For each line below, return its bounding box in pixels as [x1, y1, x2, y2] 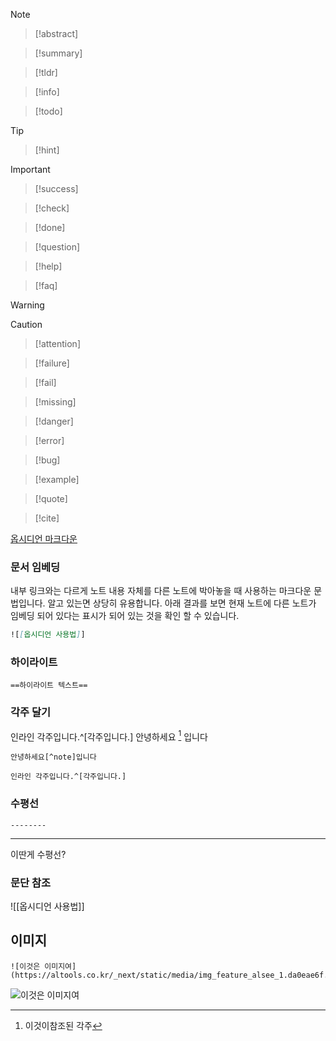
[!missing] [34, 396, 77, 408]
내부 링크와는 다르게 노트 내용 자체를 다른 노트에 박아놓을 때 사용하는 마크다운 [10, 585, 312, 597]
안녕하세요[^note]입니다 [10, 752, 97, 763]
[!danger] [34, 415, 74, 427]
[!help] [34, 260, 63, 272]
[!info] [34, 86, 60, 98]
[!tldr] [34, 67, 58, 78]
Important [10, 164, 51, 175]
